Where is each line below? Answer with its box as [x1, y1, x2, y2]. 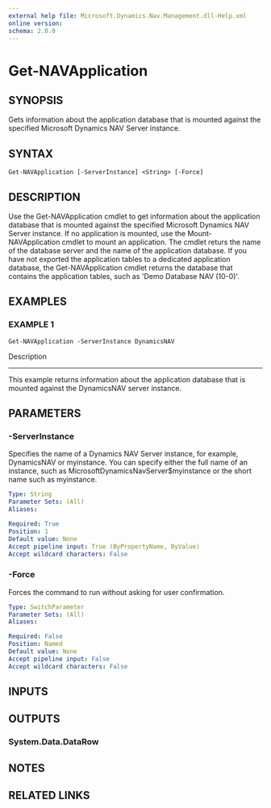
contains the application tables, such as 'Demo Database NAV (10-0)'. [8, 272, 240, 281]
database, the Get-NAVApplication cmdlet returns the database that [8, 263, 233, 273]
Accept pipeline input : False [8, 655, 110, 663]
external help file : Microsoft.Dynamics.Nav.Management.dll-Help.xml [8, 11, 248, 20]
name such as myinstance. [8, 475, 98, 485]
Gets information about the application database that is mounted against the [8, 115, 261, 125]
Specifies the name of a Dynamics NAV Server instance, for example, [8, 449, 239, 459]
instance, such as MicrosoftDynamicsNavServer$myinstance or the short [8, 466, 252, 476]
